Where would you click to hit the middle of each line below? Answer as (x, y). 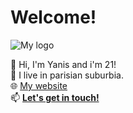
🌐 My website (39, 85)
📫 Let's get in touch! (55, 97)
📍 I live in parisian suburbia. (67, 75)
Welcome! (53, 17)
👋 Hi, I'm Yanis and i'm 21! (63, 64)
